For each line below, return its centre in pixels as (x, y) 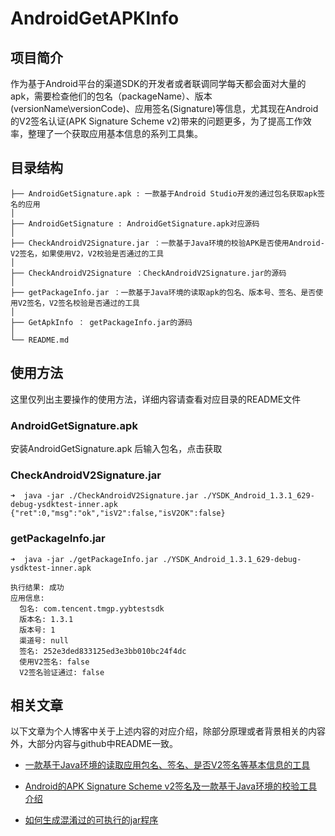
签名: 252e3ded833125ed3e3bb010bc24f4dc (103, 651)
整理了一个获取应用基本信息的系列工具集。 (115, 133)
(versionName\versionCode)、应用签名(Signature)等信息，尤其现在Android (164, 108)
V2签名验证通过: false (62, 672)
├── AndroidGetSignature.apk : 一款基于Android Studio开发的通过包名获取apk (164, 193)
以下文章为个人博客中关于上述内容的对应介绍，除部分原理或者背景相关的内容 (168, 731)
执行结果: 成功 (37, 587)
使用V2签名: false (54, 662)
